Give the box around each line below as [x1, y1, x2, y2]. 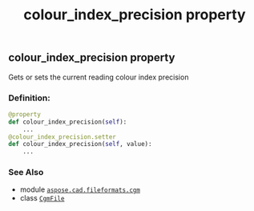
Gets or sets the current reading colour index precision [8, 72, 189, 82]
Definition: [8, 92, 50, 103]
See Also [8, 167, 44, 178]
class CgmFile [19, 193, 65, 203]
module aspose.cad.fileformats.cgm [19, 185, 140, 194]
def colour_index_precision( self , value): [8, 140, 152, 148]
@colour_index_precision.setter [8, 132, 116, 141]
